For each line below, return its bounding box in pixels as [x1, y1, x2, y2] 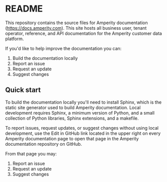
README [5, 3, 43, 15]
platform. [5, 36, 24, 42]
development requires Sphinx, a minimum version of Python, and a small [5, 110, 154, 116]
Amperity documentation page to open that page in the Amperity [5, 135, 139, 141]
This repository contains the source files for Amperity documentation [5, 20, 148, 26]
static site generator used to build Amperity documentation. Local [5, 104, 141, 111]
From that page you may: [5, 150, 57, 156]
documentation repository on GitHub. [5, 141, 82, 147]
